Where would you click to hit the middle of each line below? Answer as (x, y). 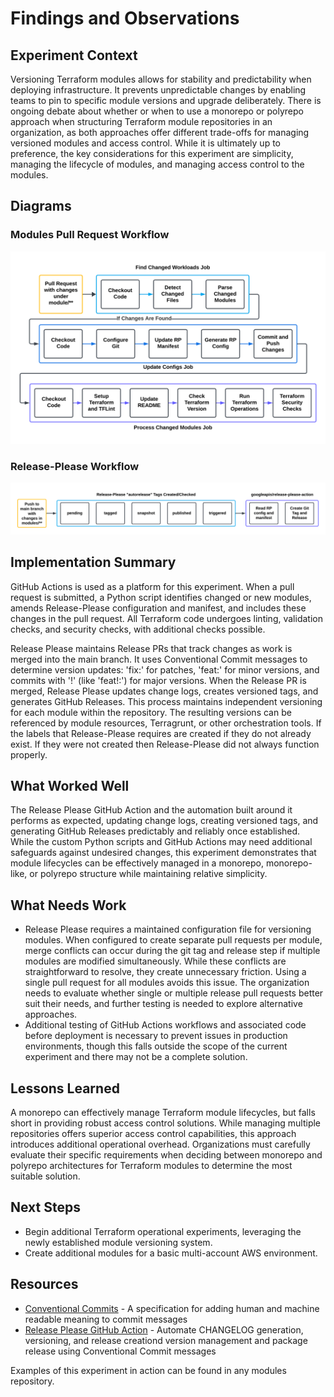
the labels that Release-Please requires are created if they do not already (161, 733)
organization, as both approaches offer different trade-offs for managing (160, 132)
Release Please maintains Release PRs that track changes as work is (151, 648)
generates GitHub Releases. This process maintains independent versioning (166, 701)
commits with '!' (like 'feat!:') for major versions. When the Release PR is (158, 680)
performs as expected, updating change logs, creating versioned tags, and (164, 821)
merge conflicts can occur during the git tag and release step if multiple (172, 951)
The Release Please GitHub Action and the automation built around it (151, 810)
